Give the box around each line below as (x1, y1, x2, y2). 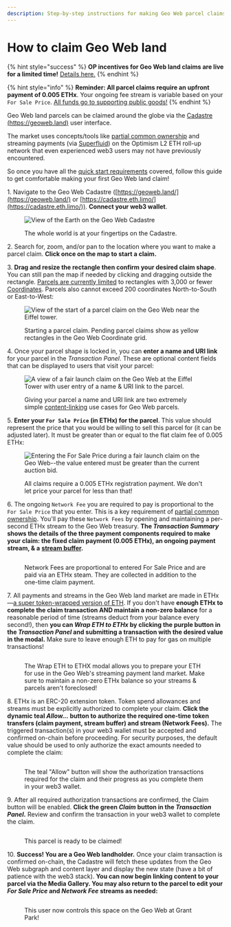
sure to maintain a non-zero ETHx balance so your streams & (24, 676, 197, 685)
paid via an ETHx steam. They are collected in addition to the (24, 571, 197, 579)
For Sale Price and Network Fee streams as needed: (7, 886, 158, 895)
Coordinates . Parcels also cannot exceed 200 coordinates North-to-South (7, 285, 217, 293)
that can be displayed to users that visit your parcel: (7, 361, 155, 370)
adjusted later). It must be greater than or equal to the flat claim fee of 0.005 (7, 431, 223, 439)
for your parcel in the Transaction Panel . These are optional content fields (7, 354, 217, 362)
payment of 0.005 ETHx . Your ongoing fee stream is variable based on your (7, 90, 223, 98)
